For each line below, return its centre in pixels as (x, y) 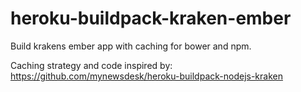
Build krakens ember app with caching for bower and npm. (131, 46)
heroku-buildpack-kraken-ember (151, 18)
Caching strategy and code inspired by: (91, 65)
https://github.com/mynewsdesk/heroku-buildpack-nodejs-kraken (146, 76)
